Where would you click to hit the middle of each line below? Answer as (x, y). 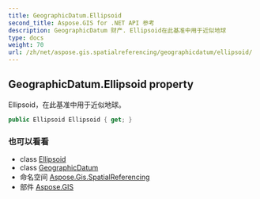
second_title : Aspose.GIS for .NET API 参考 (81, 23)
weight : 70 (26, 45)
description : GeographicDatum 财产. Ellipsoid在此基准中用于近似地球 (117, 30)
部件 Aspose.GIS (46, 186)
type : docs (26, 38)
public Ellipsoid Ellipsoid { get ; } (70, 120)
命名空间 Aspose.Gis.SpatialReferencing (85, 177)
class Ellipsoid (43, 159)
